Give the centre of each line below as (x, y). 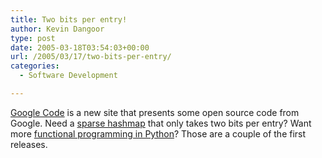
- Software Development (68, 76)
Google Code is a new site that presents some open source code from (155, 112)
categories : (35, 66)
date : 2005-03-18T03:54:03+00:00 (80, 47)
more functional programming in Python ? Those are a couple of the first (158, 133)
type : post (33, 38)
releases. (29, 144)
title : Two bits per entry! (69, 19)
